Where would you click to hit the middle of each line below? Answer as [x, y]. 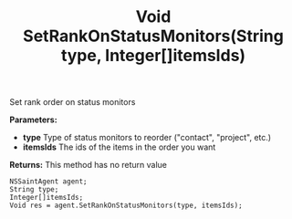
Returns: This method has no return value [88, 165]
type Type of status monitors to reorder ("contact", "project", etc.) [147, 138]
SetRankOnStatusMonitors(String [153, 36]
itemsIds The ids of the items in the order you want [119, 147]
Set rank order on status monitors [73, 102]
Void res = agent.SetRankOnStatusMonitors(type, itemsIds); [126, 206]
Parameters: [33, 120]
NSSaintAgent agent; [49, 182]
